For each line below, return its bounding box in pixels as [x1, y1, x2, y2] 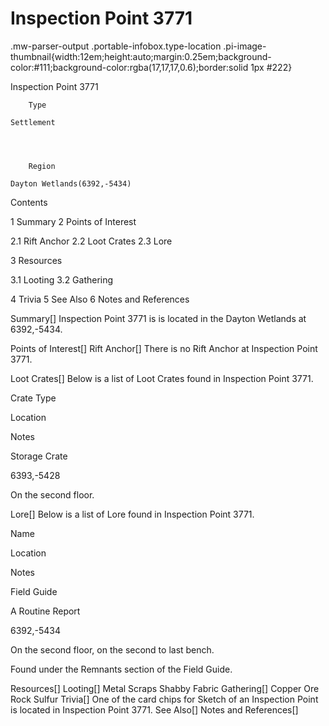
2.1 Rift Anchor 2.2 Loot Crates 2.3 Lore [10, 235, 173, 247]
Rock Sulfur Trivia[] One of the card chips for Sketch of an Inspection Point [10, 693, 319, 705]
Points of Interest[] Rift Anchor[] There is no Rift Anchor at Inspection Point [10, 342, 318, 354]
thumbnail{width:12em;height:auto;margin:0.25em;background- [10, 50, 272, 62]
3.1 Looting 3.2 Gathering [10, 273, 114, 286]
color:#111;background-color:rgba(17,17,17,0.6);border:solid [10, 61, 249, 73]
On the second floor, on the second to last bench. [10, 643, 215, 656]
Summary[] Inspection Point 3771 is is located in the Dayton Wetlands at [10, 312, 307, 324]
